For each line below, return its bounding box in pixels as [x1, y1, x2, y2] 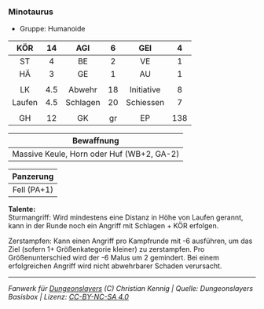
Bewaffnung [71, 136, 119, 147]
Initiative [129, 85, 161, 96]
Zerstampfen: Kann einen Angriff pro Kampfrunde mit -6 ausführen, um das [8, 236, 253, 245]
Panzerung [12, 171, 54, 182]
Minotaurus [8, 6, 53, 17]
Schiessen [125, 97, 165, 108]
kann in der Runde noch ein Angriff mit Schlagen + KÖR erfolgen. [8, 221, 219, 231]
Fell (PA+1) [12, 184, 53, 195]
